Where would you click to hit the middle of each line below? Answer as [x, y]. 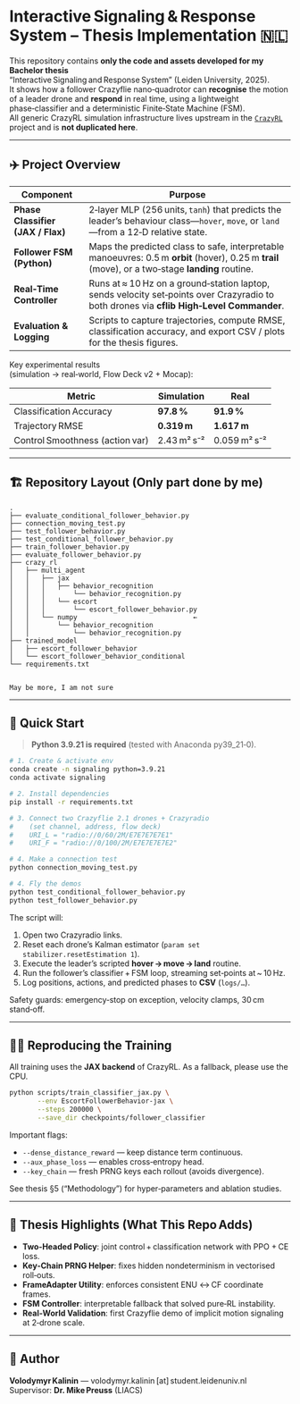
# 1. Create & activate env [62, 761]
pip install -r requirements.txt [71, 802]
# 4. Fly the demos [46, 884]
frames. [36, 1294]
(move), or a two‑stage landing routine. [171, 268]
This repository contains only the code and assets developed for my [137, 61]
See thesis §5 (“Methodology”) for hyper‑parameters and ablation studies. [146, 1188]
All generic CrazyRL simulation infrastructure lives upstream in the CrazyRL [146, 117]
